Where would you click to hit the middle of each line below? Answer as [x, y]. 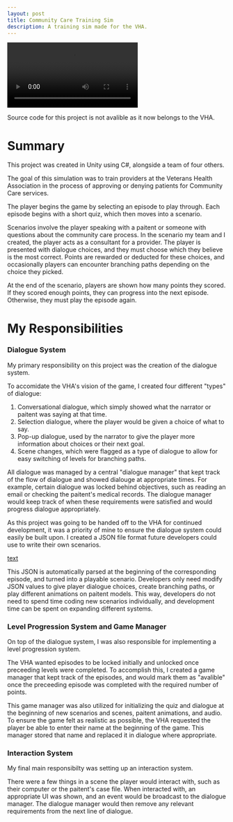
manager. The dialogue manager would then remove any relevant [101, 804]
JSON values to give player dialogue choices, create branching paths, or [111, 586]
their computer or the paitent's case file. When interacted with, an [102, 789]
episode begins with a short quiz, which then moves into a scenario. [105, 214]
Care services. [28, 193]
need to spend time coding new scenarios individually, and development [111, 601]
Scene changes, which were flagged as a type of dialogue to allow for [117, 451]
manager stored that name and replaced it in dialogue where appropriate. [112, 735]
